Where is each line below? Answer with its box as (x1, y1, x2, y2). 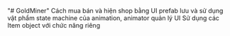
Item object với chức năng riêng (7, 21, 101, 29)
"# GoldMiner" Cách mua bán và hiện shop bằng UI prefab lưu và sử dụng (7, 7, 224, 15)
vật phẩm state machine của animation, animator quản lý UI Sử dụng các (7, 14, 220, 22)
